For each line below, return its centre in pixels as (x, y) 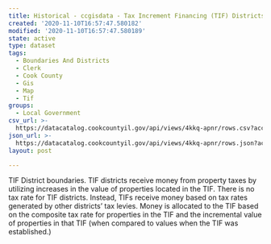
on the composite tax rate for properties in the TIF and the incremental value (135, 215)
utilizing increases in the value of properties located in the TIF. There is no (131, 189)
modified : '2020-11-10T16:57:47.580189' (77, 31)
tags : (17, 53)
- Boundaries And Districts (63, 61)
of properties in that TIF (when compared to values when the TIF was (123, 223)
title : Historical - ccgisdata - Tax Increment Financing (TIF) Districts (137, 16)
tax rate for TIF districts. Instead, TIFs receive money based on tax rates (128, 197)
